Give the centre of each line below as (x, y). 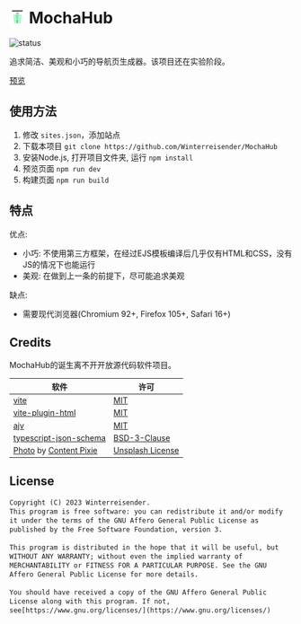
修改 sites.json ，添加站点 (71, 135)
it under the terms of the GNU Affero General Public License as (134, 521)
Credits (31, 343)
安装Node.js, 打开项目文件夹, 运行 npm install (107, 157)
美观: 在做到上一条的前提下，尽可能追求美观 (103, 276)
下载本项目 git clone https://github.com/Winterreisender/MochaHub (150, 145)
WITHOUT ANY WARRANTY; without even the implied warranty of (126, 557)
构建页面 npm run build (66, 180)
